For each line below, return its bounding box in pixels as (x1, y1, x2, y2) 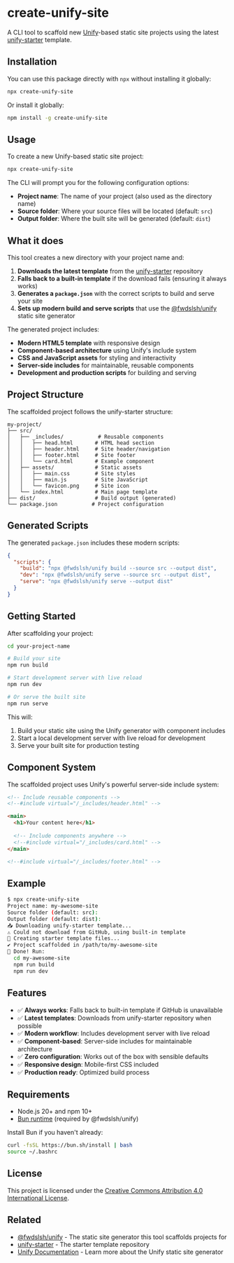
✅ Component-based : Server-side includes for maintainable (17, 1037, 192, 1045)
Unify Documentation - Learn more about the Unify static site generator (17, 1248, 224, 1256)
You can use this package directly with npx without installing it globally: (7, 74, 212, 83)
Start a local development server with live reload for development (17, 734, 206, 742)
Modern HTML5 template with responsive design (17, 339, 161, 347)
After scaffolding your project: (7, 629, 94, 637)
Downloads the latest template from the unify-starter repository (17, 267, 203, 275)
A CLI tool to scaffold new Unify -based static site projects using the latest (7, 28, 219, 36)
